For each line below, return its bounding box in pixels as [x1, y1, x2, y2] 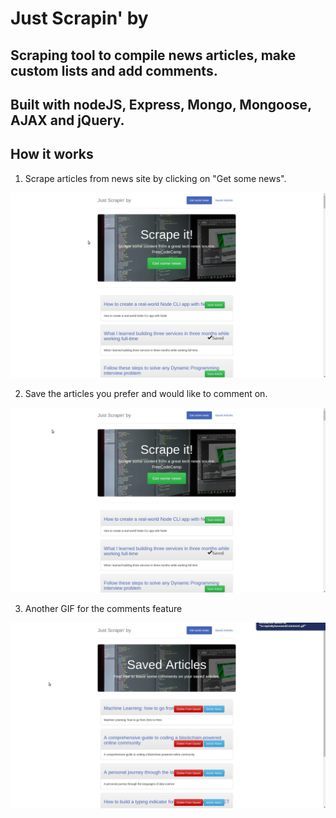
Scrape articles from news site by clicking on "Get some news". [24, 172, 287, 184]
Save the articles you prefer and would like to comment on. [24, 388, 268, 400]
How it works [10, 146, 94, 163]
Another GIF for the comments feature [24, 603, 183, 615]
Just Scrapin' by [10, 7, 149, 30]
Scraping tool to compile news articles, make [10, 47, 297, 64]
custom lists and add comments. [10, 62, 218, 79]
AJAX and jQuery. [10, 112, 125, 129]
